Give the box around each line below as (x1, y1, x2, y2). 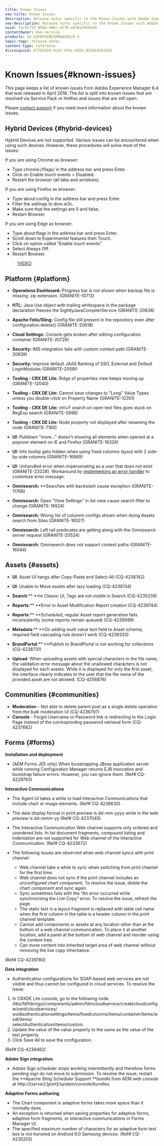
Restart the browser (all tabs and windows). (12, 177, 100, 183)
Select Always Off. (12, 246, 50, 252)
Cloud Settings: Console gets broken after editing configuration (12, 331, 141, 337)
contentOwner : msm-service (5, 30, 60, 35)
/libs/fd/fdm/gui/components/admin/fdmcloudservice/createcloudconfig (12, 1001, 158, 1006)
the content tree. (19, 937, 53, 942)
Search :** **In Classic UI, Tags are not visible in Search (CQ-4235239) (12, 593, 157, 598)
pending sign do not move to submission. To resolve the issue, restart (12, 1070, 152, 1076)
